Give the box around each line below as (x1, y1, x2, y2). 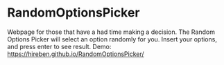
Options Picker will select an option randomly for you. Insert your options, (7, 35, 217, 43)
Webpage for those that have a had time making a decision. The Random (7, 28, 215, 36)
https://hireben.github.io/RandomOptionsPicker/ (7, 50, 144, 58)
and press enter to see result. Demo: (7, 42, 112, 50)
